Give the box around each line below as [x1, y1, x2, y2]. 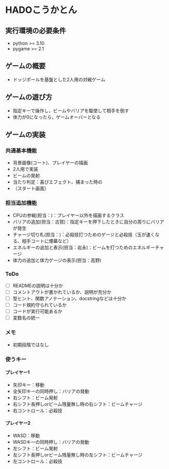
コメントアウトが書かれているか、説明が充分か [12, 289, 112, 295]
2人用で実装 [12, 166, 38, 172]
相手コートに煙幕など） [22, 238, 72, 244]
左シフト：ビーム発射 [12, 445, 58, 452]
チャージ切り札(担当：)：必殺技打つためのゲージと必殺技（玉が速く [12, 231, 155, 237]
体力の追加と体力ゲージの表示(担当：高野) [12, 257, 101, 263]
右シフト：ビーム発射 [12, 395, 58, 401]
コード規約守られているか [12, 302, 67, 308]
